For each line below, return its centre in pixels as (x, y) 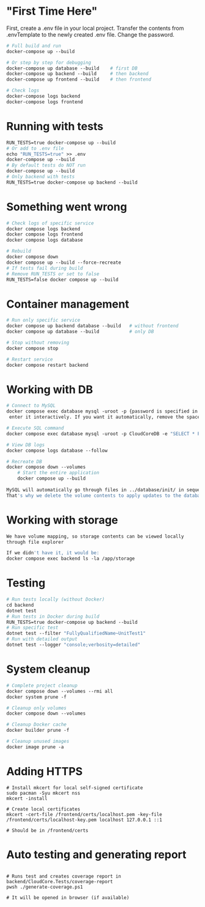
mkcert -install (27, 798)
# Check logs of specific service (50, 223)
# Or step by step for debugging (49, 62)
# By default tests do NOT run (46, 165)
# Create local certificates (43, 809)
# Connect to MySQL (31, 406)
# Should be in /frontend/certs (47, 830)
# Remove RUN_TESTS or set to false (53, 274)
